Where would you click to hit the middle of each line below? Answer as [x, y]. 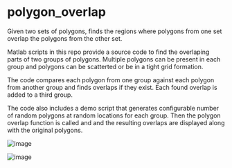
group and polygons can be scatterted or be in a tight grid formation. [105, 66]
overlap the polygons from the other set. [65, 38]
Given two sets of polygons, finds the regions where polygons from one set [115, 31]
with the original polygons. [45, 130]
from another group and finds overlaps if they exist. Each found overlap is [112, 87]
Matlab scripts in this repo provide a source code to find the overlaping [108, 52]
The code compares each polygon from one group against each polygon [111, 80]
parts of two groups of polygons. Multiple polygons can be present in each [114, 59]
